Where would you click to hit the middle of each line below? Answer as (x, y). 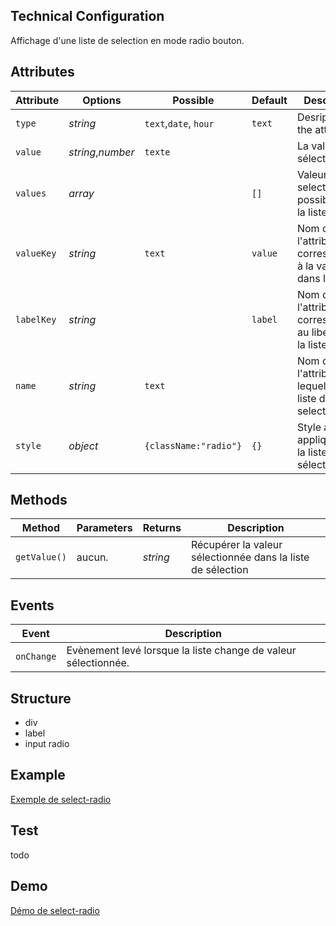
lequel (311, 386)
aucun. (92, 557)
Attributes (42, 72)
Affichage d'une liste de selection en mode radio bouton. (127, 40)
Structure (41, 698)
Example (38, 775)
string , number (101, 152)
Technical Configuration (87, 16)
